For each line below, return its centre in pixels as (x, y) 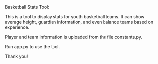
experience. (17, 27)
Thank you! (17, 56)
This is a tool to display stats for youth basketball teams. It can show (75, 17)
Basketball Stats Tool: (27, 7)
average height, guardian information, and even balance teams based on (79, 22)
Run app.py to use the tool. (33, 46)
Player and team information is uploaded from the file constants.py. (74, 37)
